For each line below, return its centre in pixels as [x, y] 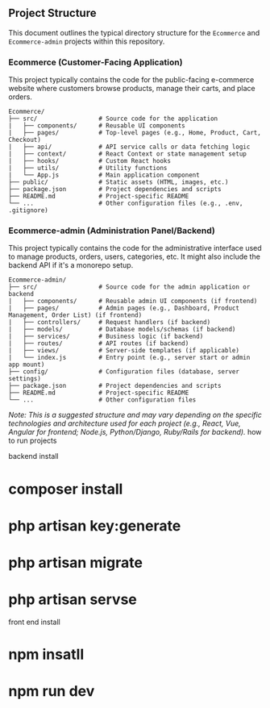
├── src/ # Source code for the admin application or [129, 287]
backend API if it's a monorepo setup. [71, 265]
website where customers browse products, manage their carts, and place [132, 89]
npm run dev [52, 691]
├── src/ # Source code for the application [113, 119]
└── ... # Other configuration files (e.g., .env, [126, 204]
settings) [25, 379]
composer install [66, 489]
